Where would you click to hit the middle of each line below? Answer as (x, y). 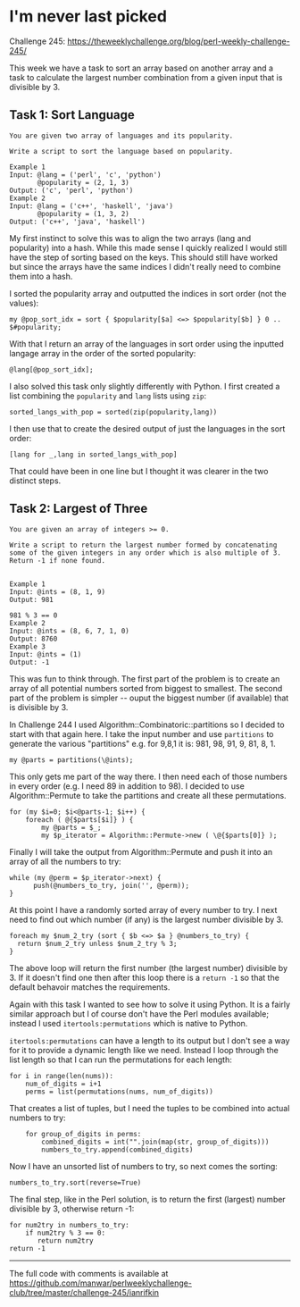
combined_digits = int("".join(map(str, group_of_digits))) (155, 1142)
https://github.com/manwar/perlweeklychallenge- (100, 1283)
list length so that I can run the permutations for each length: (121, 1060)
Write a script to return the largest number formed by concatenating (143, 545)
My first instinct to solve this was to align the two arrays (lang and (130, 238)
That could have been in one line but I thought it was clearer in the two (139, 471)
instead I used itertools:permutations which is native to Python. (129, 1023)
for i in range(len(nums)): (62, 1076)
